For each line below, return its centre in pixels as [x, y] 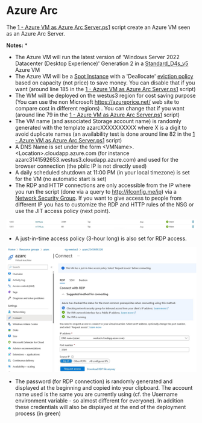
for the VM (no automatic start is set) [61, 179]
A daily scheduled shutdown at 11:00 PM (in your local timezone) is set [102, 172]
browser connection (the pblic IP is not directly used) [81, 166]
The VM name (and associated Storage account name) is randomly [98, 121]
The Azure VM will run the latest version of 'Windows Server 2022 [97, 57]
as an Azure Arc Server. [36, 33]
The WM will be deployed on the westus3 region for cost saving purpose [105, 95]
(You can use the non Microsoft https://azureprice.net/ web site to [97, 102]
